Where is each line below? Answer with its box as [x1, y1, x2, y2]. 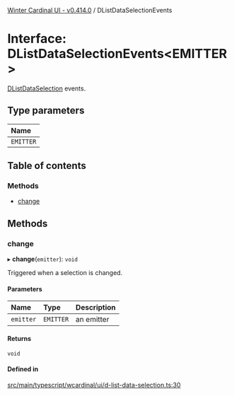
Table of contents [7, 160, 86, 172]
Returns [7, 334, 32, 342]
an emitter [75, 315, 110, 325]
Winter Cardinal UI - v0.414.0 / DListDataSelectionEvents [7, 6, 172, 14]
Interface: [7, 31, 67, 47]
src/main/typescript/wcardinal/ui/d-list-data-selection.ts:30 [7, 380, 182, 389]
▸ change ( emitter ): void [7, 255, 78, 264]
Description [75, 303, 117, 313]
